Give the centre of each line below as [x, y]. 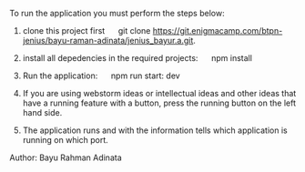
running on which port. [66, 140]
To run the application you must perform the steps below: [117, 13]
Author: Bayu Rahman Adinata [66, 157]
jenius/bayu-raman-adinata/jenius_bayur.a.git [108, 40]
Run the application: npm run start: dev [101, 76]
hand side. [42, 112]
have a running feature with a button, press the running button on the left [159, 103]
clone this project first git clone [86, 30]
